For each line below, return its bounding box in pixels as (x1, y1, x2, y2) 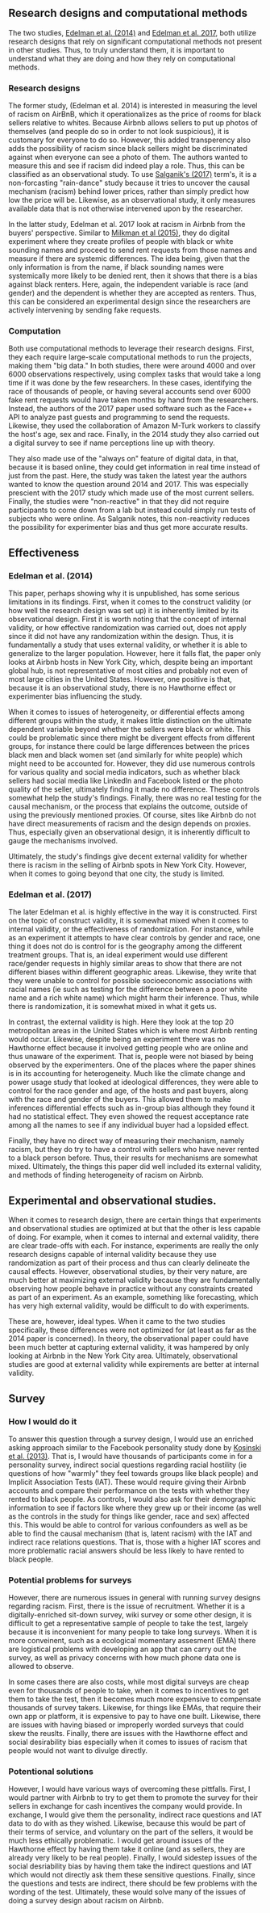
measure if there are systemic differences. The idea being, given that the (8, 254, 250, 263)
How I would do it (8, 1415, 77, 1427)
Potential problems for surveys (8, 1575, 132, 1586)
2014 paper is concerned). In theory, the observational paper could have (8, 1334, 249, 1343)
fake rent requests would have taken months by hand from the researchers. (8, 395, 260, 405)
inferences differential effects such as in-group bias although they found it (8, 1103, 255, 1113)
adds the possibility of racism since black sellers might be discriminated (8, 144, 247, 153)
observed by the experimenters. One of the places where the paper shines (8, 1060, 256, 1070)
